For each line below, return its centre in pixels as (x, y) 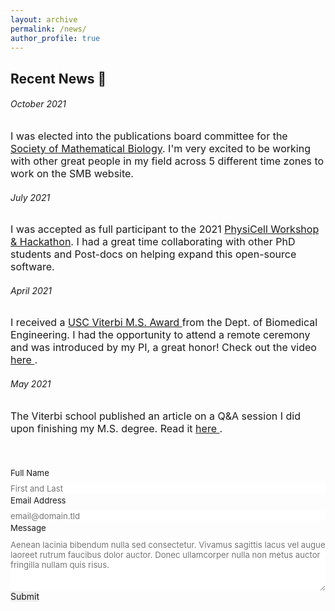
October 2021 (38, 104)
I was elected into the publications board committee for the (149, 136)
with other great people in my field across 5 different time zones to (167, 161)
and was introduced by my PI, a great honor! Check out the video (163, 348)
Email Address (38, 500)
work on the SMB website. (72, 173)
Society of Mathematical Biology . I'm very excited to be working (160, 148)
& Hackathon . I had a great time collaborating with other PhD (153, 242)
